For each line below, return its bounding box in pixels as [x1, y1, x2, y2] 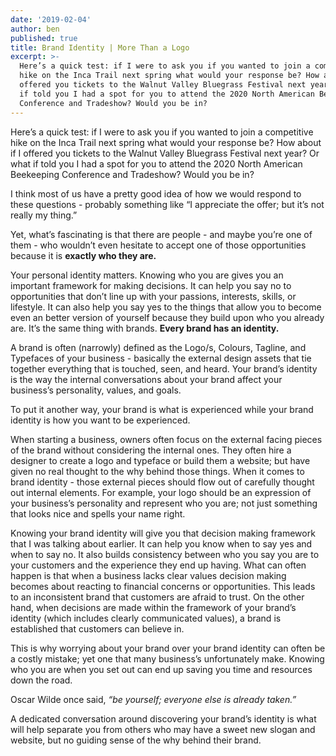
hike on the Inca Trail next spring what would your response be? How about [10, 136, 322, 148]
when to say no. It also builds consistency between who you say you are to [10, 548, 320, 560]
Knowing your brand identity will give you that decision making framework [10, 527, 316, 539]
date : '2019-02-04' [10, 14, 92, 25]
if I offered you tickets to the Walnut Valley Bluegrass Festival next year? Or [10, 147, 320, 159]
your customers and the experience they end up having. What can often [10, 559, 307, 571]
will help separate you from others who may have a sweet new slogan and [10, 723, 316, 735]
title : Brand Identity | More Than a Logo [10, 42, 190, 53]
